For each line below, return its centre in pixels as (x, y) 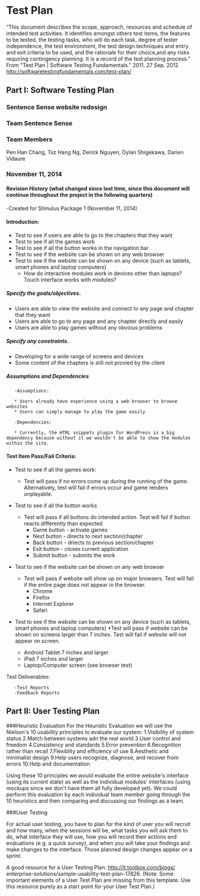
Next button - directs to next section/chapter (88, 536)
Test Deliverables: (28, 676)
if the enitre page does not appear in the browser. (85, 584)
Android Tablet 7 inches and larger (66, 652)
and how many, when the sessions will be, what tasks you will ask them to (97, 830)
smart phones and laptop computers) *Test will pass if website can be (101, 628)
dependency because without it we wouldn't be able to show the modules (99, 438)
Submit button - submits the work (74, 555)
